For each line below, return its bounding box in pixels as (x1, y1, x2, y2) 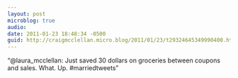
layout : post (7, 10, 46, 18)
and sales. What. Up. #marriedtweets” (7, 64, 119, 72)
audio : (7, 23, 27, 30)
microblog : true (7, 17, 55, 24)
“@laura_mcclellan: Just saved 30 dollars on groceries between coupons (7, 56, 221, 65)
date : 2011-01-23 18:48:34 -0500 (7, 30, 106, 38)
